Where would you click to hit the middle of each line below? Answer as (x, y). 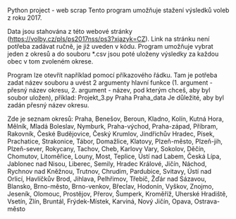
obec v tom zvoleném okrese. (50, 61)
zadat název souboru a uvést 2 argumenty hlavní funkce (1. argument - (110, 83)
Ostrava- (207, 201)
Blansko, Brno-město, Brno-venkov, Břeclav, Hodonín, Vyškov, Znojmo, (111, 186)
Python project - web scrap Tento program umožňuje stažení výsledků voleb (118, 10)
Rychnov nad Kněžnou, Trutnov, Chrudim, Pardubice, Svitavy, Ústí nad (110, 171)
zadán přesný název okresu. (48, 105)
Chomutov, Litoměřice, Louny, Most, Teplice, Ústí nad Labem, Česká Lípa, (114, 156)
